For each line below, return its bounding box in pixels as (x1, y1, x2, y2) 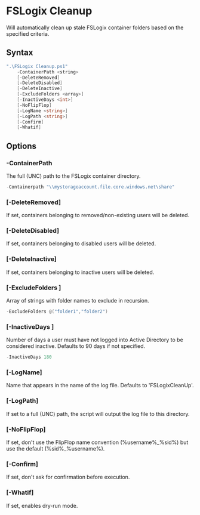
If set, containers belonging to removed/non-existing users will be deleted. (6, 212, 190, 219)
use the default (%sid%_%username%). (6, 445, 105, 452)
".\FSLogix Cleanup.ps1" (6, 63, 68, 69)
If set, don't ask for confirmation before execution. (6, 473, 130, 481)
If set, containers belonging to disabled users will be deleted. (6, 240, 156, 247)
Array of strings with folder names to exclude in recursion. (6, 297, 149, 304)
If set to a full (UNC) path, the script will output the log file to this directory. (6, 410, 190, 417)
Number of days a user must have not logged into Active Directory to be (6, 336, 183, 344)
